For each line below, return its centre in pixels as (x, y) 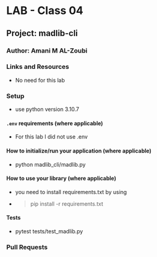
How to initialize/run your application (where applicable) (79, 151)
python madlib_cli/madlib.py (51, 164)
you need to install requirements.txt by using (71, 192)
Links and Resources (38, 67)
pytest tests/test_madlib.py (49, 231)
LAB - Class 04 (45, 11)
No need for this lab (40, 80)
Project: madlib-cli (42, 33)
